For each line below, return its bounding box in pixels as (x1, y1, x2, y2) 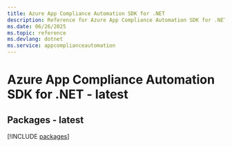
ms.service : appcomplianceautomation (7, 42, 116, 49)
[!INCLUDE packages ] (7, 133, 70, 140)
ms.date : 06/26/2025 (7, 23, 67, 30)
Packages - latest (7, 114, 84, 126)
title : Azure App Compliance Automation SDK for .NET (7, 10, 166, 17)
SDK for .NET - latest (7, 87, 129, 102)
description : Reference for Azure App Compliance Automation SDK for (7, 17, 212, 23)
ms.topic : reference (7, 29, 67, 37)
